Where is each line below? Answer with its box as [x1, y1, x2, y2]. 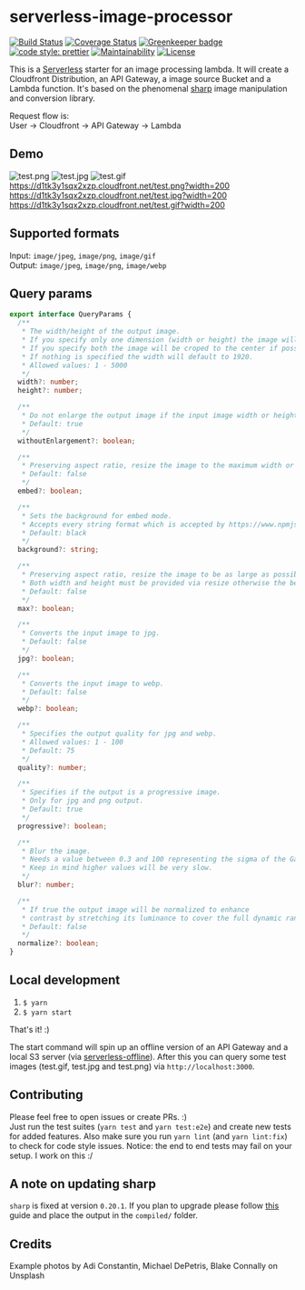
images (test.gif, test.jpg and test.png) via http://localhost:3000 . [9, 1061, 255, 1072]
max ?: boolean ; [17, 604, 75, 613]
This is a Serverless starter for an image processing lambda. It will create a [9, 64, 289, 75]
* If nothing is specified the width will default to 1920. [21, 352, 254, 361]
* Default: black [21, 528, 88, 537]
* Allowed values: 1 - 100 [21, 737, 124, 746]
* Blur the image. [21, 846, 92, 855]
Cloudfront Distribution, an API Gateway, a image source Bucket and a [9, 73, 271, 84]
